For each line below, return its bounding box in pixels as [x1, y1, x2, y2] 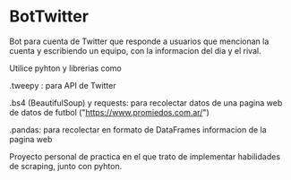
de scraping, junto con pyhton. [9, 160, 123, 171]
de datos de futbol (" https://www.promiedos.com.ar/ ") [9, 107, 210, 117]
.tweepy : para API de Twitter [9, 80, 116, 90]
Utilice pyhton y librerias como [9, 63, 123, 73]
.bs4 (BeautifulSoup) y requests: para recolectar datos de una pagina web [9, 97, 283, 108]
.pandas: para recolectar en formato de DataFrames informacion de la [9, 124, 267, 135]
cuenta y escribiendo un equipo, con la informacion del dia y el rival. [9, 45, 261, 56]
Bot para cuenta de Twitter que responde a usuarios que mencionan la [9, 36, 270, 47]
